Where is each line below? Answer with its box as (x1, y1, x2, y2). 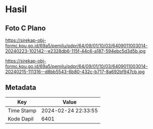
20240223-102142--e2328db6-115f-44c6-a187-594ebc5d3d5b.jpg (5, 48, 146, 54)
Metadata (5, 83, 36, 92)
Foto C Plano (5, 24, 46, 33)
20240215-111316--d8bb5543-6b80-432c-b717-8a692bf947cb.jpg (5, 69, 145, 75)
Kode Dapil (8, 115, 34, 122)
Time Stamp (8, 107, 37, 114)
